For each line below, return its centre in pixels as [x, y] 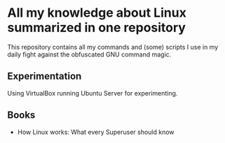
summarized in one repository [96, 28]
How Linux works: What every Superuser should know [96, 132]
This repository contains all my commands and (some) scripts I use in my [113, 47]
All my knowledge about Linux [97, 13]
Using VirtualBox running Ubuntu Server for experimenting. [93, 93]
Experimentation [45, 76]
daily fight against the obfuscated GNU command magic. [89, 54]
